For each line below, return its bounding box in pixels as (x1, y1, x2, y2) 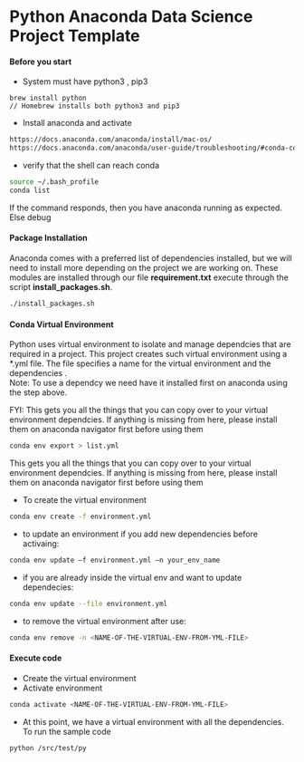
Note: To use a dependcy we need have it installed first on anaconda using (9, 378, 288, 389)
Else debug (9, 211, 52, 223)
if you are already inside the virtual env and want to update (22, 572, 242, 583)
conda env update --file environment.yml (9, 599, 168, 608)
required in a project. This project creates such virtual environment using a (9, 349, 288, 360)
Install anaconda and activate (22, 118, 133, 129)
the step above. (9, 387, 68, 398)
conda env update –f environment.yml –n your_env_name (9, 555, 221, 564)
